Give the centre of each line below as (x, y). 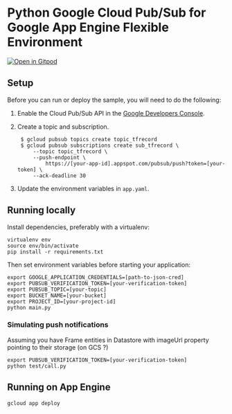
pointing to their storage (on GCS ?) (58, 347)
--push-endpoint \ (60, 157)
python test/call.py (37, 366)
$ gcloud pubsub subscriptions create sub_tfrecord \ (100, 145)
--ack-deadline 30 (60, 175)
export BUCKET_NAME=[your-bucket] (57, 296)
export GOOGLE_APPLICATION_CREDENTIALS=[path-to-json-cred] (96, 277)
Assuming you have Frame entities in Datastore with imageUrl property (108, 340)
